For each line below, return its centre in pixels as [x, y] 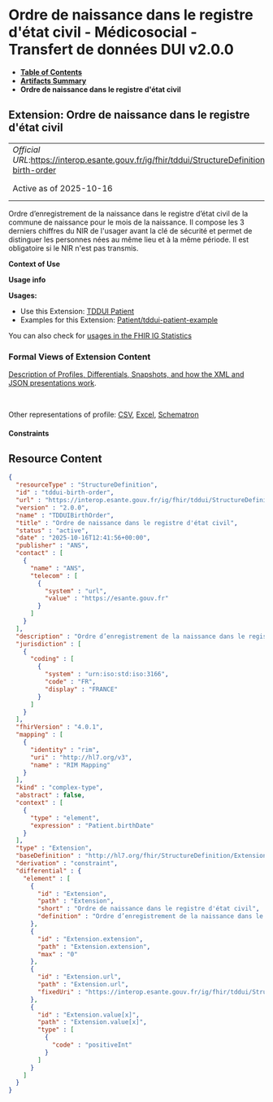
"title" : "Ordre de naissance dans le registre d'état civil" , [127, 523]
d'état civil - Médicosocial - [103, 32]
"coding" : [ [52, 659]
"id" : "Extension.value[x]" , [89, 1015]
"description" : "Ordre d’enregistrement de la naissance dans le [130, 636]
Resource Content [55, 459]
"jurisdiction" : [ [49, 644]
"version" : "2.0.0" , [52, 507]
